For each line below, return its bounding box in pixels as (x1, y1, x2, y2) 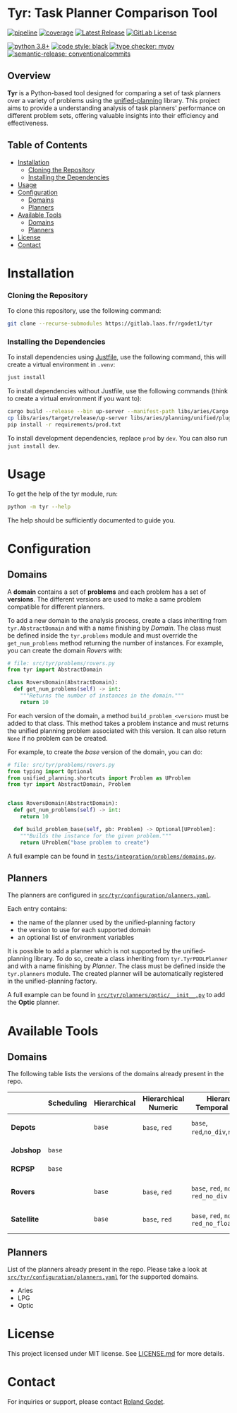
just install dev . (7, 441, 60, 450)
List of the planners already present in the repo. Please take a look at (7, 1265, 207, 1274)
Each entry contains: (7, 905, 68, 913)
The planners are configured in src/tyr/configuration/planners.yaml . (7, 891, 212, 900)
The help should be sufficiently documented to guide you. (7, 515, 176, 524)
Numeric (148, 1103, 178, 1113)
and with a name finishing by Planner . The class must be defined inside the (7, 962, 226, 970)
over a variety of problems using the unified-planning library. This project (7, 96, 220, 105)
